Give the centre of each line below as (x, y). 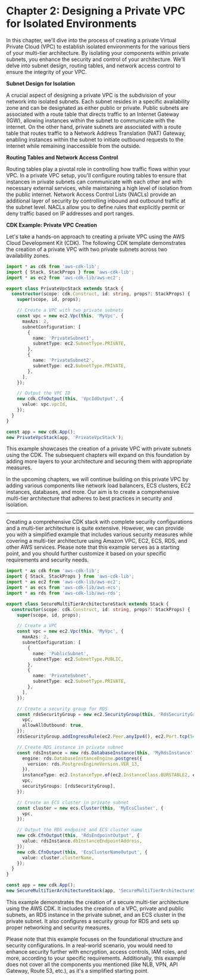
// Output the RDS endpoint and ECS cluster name (80, 830)
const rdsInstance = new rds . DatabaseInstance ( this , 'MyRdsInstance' (105, 753)
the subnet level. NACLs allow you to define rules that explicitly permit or (95, 207)
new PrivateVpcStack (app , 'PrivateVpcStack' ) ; (65, 437)
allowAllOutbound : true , (53, 726)
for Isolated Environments (71, 24)
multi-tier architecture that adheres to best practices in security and (89, 498)
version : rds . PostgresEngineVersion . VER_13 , (84, 764)
